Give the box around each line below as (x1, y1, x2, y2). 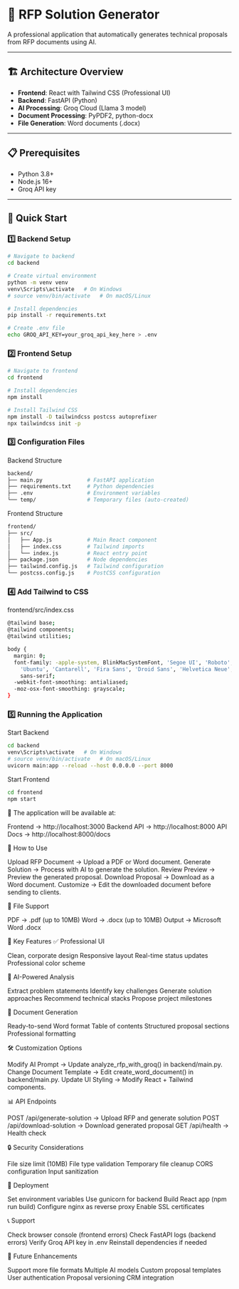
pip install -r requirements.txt (7, 312, 107, 319)
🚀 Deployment (7, 1181, 49, 1189)
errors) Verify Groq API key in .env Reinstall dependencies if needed (7, 1238, 208, 1246)
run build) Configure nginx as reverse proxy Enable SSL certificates (7, 1202, 205, 1210)
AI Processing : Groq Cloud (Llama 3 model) (17, 103, 147, 112)
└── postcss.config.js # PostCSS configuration (7, 570, 161, 577)
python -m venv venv (7, 278, 69, 286)
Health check (7, 1128, 47, 1137)
